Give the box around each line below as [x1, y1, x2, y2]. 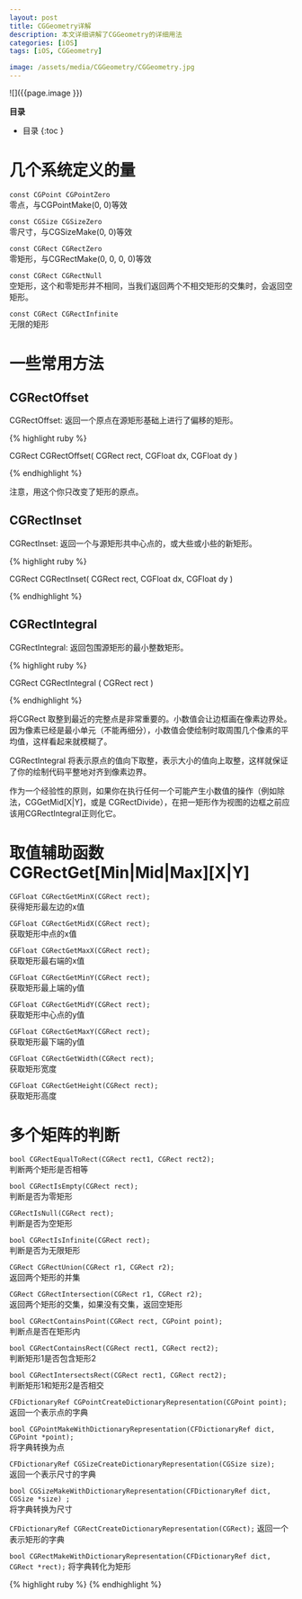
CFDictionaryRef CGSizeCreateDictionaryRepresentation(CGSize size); [9, 1460, 276, 1469]
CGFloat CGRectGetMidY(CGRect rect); [9, 1000, 151, 1009]
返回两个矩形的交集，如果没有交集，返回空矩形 [9, 1299, 182, 1310]
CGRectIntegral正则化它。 [24, 807, 121, 819]
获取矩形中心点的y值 [9, 1009, 85, 1020]
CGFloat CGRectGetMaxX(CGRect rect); [9, 946, 151, 955]
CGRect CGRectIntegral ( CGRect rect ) [9, 677, 155, 688]
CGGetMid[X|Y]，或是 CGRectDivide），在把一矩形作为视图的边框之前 [24, 796, 283, 807]
